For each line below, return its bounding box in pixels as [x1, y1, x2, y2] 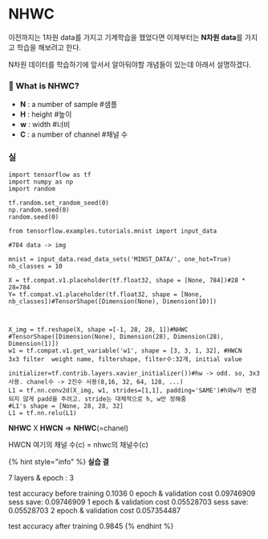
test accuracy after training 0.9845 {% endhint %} [8, 520, 174, 531]
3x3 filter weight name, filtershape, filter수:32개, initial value [8, 355, 242, 363]
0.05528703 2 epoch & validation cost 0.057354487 [8, 505, 181, 515]
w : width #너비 [19, 120, 71, 130]
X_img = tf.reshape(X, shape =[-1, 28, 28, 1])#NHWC [8, 325, 189, 334]
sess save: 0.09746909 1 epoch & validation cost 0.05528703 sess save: [8, 496, 249, 507]
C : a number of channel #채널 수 [19, 130, 128, 139]
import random [8, 184, 56, 193]
